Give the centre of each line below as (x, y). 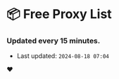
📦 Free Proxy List (59, 14)
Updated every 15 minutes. (54, 41)
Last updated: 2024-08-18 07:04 (63, 56)
